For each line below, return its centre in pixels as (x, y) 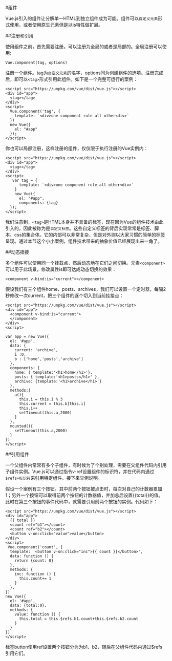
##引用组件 (17, 454)
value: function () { (37, 614)
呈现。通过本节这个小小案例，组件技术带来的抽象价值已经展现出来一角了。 (84, 241)
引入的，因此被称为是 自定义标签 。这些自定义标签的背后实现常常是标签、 (80, 228)
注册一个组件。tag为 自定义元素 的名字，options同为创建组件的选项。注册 (80, 73)
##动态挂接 (17, 252)
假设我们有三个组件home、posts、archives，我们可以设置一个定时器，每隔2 (86, 289)
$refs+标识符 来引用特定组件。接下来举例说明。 (54, 478)
